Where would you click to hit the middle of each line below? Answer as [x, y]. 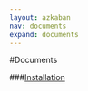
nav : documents [38, 26]
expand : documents [44, 34]
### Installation [37, 77]
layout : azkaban [40, 18]
